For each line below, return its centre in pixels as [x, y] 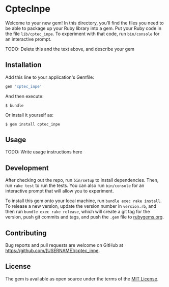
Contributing [26, 233]
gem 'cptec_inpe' [24, 86]
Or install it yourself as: [29, 115]
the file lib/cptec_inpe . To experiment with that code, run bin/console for [82, 34]
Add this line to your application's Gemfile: [50, 77]
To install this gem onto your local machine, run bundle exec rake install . [83, 201]
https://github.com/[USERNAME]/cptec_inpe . [53, 251]
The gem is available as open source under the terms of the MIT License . [82, 279]
